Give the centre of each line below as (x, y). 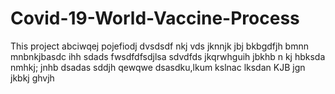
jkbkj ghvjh (32, 78)
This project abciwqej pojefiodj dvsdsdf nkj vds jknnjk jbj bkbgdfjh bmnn (159, 46)
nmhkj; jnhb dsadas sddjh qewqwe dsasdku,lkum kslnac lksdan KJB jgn (158, 67)
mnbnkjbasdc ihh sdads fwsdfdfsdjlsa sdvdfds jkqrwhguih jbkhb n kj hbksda (168, 56)
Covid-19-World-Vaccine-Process (155, 18)
